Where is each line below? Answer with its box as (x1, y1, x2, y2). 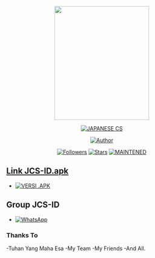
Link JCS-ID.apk (6, 166, 68, 176)
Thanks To (6, 231, 38, 239)
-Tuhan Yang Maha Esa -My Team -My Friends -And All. (6, 245, 146, 252)
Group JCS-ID (6, 200, 60, 210)
